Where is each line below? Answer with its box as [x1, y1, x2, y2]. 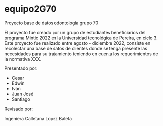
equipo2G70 [4, 3, 57, 15]
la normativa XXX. [4, 56, 42, 62]
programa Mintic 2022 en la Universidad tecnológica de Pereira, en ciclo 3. [4, 35, 158, 41]
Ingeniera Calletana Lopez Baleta [4, 115, 72, 121]
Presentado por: [4, 65, 38, 71]
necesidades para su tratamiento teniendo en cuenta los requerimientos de [4, 51, 158, 57]
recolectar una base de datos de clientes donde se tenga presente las [4, 45, 147, 51]
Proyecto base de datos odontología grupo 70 [4, 20, 99, 26]
